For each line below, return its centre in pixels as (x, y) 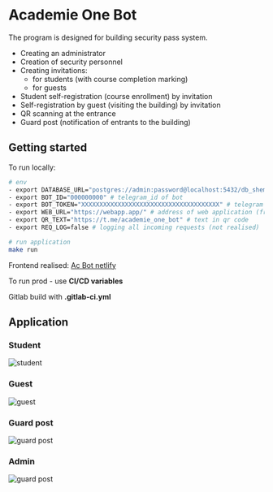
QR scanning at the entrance (68, 113)
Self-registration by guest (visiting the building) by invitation (120, 105)
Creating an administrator (63, 53)
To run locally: (32, 167)
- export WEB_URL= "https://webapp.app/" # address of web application (130, 213)
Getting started (48, 148)
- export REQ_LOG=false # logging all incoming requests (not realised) (134, 227)
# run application (39, 242)
